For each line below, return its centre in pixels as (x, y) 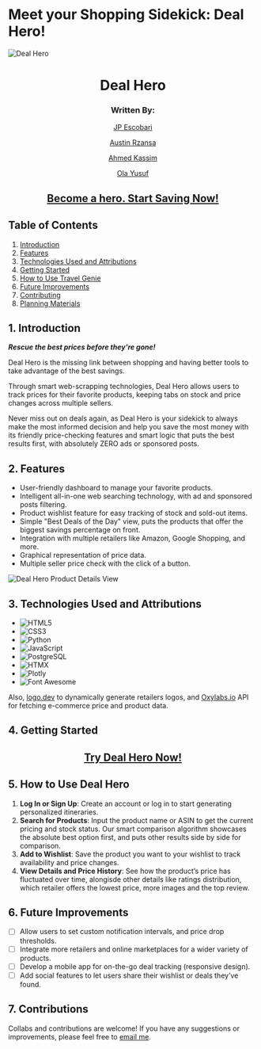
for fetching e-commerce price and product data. (88, 706)
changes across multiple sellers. (61, 403)
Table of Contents (53, 225)
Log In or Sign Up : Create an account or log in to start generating (125, 803)
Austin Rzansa (133, 143)
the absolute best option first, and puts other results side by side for (130, 837)
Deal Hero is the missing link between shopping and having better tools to (129, 363)
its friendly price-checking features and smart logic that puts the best (121, 435)
